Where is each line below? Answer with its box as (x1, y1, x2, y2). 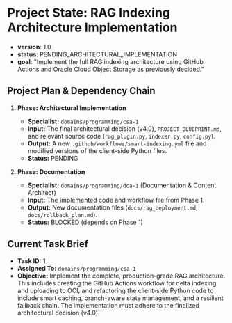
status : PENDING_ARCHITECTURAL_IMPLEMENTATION (17, 50, 178, 58)
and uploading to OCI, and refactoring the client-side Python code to (17, 286, 214, 294)
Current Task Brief (7, 238, 89, 250)
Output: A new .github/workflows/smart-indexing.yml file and (27, 139, 207, 148)
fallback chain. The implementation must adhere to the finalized (17, 301, 200, 309)
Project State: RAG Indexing (7, 5, 171, 21)
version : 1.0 (17, 42, 52, 51)
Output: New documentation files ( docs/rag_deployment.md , (27, 203, 198, 212)
